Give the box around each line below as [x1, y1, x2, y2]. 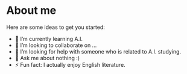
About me [6, 4, 57, 17]
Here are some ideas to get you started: [6, 23, 106, 31]
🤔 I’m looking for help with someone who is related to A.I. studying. [14, 48, 182, 55]
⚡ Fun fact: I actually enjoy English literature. [14, 61, 125, 68]
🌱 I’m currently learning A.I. [14, 35, 83, 42]
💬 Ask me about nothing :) [14, 54, 80, 61]
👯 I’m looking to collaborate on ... [14, 42, 97, 49]
